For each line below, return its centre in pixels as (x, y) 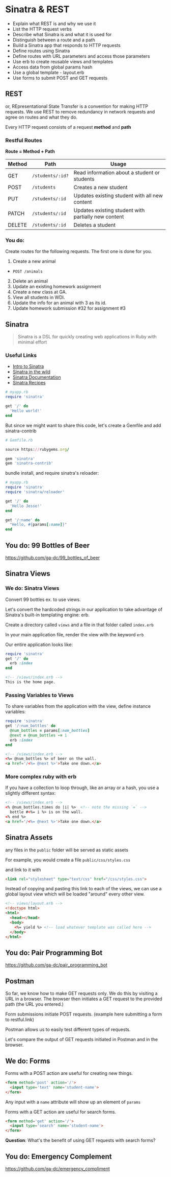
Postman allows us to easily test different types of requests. (68, 1030)
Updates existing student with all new (118, 196)
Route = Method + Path (30, 151)
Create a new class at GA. (40, 292)
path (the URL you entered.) (34, 1004)
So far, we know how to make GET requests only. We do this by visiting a (81, 994)
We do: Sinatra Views (32, 588)
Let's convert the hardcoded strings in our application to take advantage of (84, 609)
